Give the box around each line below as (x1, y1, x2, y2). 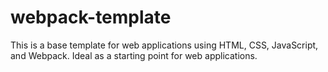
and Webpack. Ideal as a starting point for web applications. (10, 49, 258, 61)
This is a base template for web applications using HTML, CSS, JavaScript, (10, 39, 319, 51)
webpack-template (10, 6, 172, 29)
